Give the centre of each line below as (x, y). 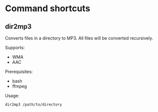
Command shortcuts (48, 9)
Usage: (12, 96)
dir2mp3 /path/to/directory (34, 105)
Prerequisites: (19, 72)
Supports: (15, 47)
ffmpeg (20, 86)
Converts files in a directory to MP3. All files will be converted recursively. (79, 38)
